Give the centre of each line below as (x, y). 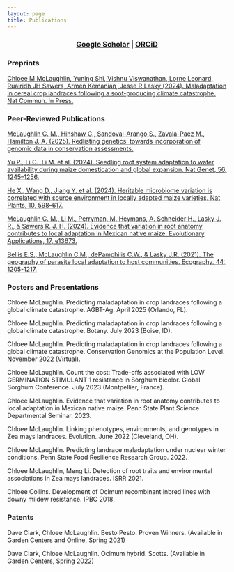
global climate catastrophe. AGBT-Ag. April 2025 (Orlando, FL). (97, 310)
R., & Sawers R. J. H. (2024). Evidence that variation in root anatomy (105, 226)
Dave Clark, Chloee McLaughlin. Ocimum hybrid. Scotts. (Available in (106, 553)
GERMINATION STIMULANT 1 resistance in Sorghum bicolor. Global (104, 380)
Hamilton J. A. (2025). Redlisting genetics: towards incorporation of (104, 141)
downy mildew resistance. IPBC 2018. (61, 500)
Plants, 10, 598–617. (35, 206)
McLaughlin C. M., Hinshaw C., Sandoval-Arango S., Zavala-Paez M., (106, 134)
